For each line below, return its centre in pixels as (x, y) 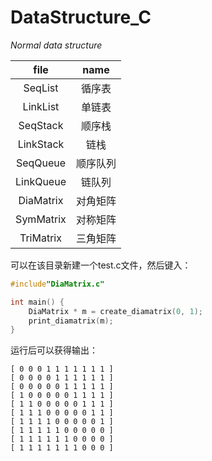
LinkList (41, 106)
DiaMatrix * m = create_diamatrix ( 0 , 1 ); (115, 311)
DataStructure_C (81, 17)
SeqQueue (41, 163)
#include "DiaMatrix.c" (57, 284)
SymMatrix (41, 219)
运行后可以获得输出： (54, 350)
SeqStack (41, 125)
